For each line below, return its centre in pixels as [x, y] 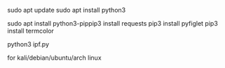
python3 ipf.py [28, 44]
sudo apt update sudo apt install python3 [67, 10]
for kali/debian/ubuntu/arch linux [54, 58]
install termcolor [31, 31]
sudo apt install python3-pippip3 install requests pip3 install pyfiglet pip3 [113, 23]
